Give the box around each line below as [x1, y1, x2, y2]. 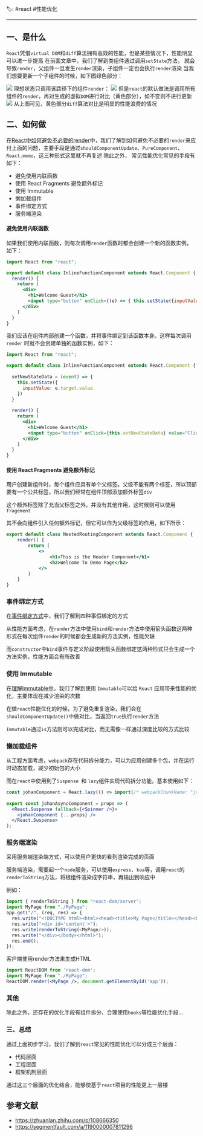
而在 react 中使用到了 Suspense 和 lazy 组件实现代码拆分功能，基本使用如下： [6, 777, 195, 784]
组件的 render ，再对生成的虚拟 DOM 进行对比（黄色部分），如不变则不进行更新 [6, 92, 192, 100]
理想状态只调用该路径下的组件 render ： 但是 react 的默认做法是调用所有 [13, 85, 196, 92]
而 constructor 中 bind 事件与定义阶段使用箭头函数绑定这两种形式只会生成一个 [6, 645, 195, 653]
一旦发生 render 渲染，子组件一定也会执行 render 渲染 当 [54, 64, 189, 71]
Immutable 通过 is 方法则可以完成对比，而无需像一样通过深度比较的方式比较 [6, 725, 190, 732]
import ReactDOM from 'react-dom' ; [6, 967, 96, 973]
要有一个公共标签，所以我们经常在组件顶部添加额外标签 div [6, 488, 152, 495]
